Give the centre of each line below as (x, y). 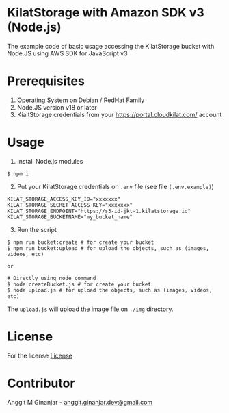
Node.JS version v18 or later (57, 107)
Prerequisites (46, 81)
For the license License (40, 355)
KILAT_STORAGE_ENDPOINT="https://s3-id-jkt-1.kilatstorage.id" (99, 211)
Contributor (41, 383)
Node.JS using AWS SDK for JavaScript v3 (67, 53)
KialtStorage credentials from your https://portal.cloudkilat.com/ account (119, 114)
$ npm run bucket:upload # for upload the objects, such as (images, (108, 248)
